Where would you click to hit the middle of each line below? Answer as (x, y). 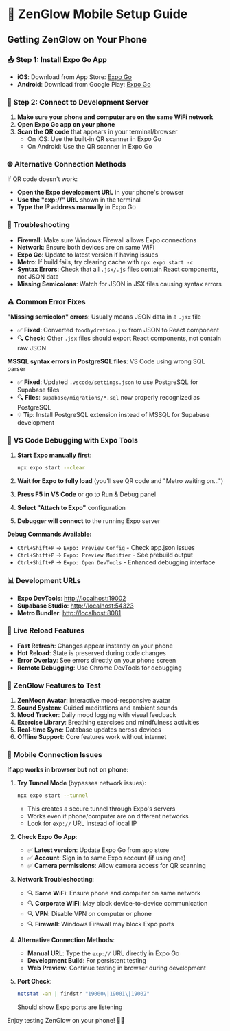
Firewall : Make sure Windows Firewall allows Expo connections (107, 240)
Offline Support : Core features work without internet (92, 737)
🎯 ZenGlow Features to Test (54, 685)
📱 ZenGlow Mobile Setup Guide (97, 14)
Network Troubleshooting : (56, 880)
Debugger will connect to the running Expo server (89, 521)
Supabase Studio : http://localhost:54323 (75, 606)
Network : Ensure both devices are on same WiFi (86, 247)
